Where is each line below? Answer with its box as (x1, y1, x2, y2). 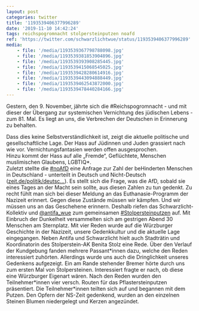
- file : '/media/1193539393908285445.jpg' (17, 58, 124, 64)
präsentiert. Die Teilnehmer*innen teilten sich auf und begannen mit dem (6, 285, 185, 292)
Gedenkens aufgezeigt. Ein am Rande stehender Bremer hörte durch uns (6, 260, 185, 267)
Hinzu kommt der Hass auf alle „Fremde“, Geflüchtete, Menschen (6, 152, 166, 159)
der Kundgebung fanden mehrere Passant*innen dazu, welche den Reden (6, 247, 188, 254)
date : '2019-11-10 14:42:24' (6, 25, 79, 32)
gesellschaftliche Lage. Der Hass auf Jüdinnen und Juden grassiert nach (6, 139, 186, 147)
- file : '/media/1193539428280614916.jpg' (17, 70, 124, 76)
